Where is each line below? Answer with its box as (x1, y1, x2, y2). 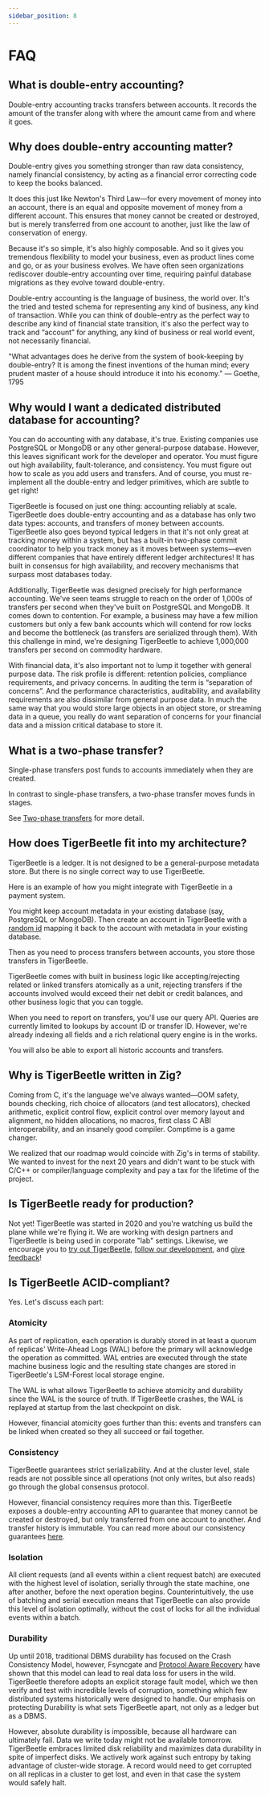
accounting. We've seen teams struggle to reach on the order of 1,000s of (8, 594, 253, 604)
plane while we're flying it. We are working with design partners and (8, 1227, 234, 1236)
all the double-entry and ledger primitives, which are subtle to (44, 477, 249, 487)
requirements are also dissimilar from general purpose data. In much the (8, 695, 247, 704)
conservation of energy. (8, 228, 88, 238)
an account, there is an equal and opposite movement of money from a (8, 203, 243, 212)
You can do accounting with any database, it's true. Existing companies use (8, 435, 259, 445)
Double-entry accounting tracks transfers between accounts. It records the (8, 100, 257, 109)
